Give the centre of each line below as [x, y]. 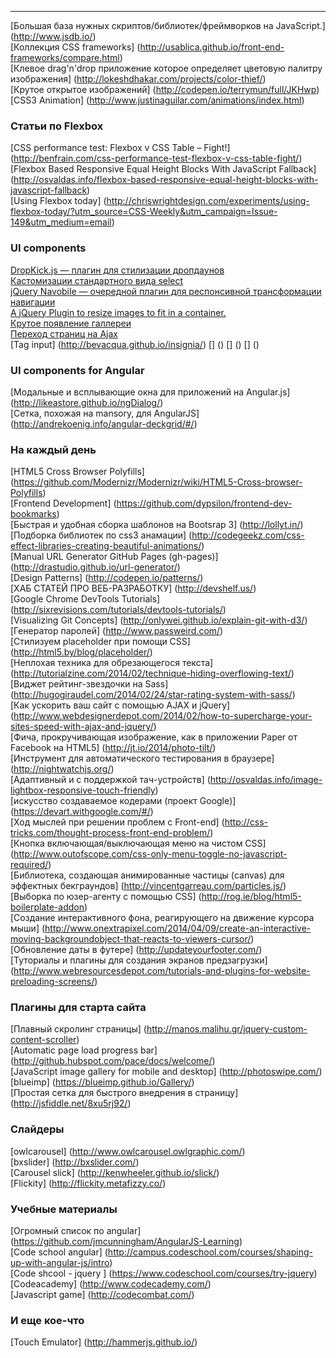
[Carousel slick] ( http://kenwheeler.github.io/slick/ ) [115, 1172]
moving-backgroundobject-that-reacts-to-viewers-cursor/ [131, 939]
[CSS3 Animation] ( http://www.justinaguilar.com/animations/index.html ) [157, 100]
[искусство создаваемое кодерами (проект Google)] [123, 801]
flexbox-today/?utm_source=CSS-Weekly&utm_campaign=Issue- [144, 212]
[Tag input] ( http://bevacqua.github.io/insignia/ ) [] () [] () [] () [135, 344]
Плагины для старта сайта [78, 1008]
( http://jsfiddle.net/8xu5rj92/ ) [71, 1103]
